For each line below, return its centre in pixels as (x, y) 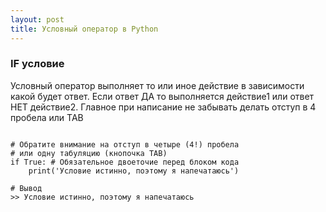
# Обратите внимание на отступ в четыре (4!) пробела (125, 144)
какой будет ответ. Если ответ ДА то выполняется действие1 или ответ (162, 96)
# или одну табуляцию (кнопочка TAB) (89, 153)
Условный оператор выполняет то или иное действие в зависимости (157, 85)
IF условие (37, 64)
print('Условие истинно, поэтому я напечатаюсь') (134, 171)
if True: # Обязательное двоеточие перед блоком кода (125, 162)
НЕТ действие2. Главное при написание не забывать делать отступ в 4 (163, 107)
